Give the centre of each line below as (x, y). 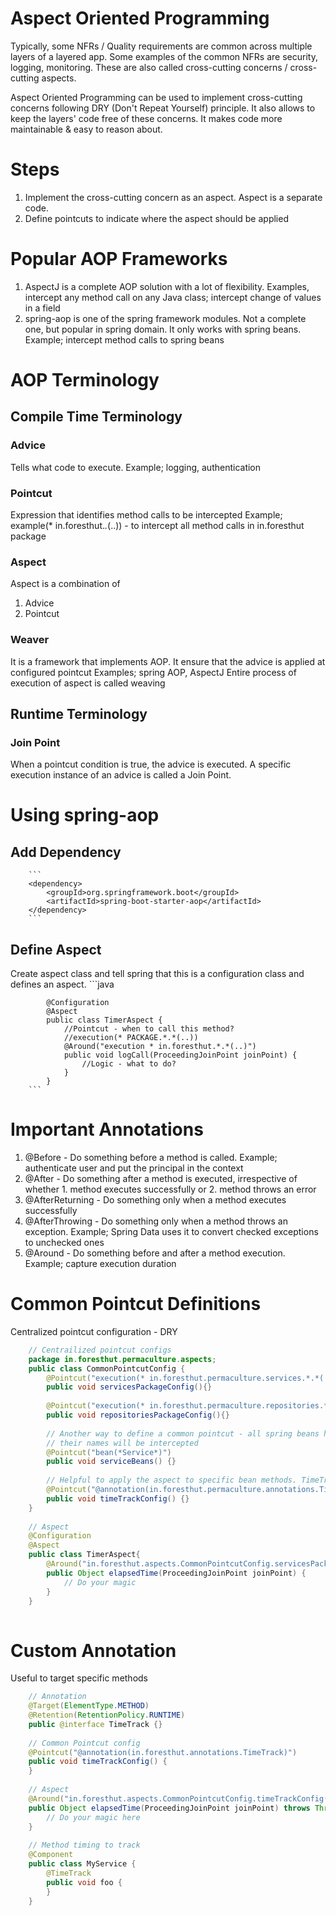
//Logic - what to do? (129, 1064)
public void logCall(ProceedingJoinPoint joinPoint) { (180, 1055)
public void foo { (84, 1882)
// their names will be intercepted (122, 1443)
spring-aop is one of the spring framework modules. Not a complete (165, 318)
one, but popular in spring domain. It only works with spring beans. (163, 329)
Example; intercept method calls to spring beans (124, 339)
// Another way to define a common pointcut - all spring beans (183, 1433)
